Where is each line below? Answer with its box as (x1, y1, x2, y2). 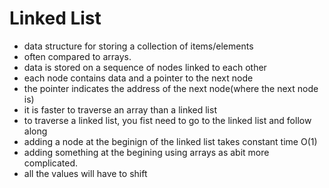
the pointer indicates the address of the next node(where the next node (23, 82, 319, 94)
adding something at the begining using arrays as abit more (23, 146, 270, 158)
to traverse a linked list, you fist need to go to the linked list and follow (23, 114, 312, 126)
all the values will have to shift (23, 167, 148, 179)
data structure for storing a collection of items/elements (23, 40, 254, 52)
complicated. (23, 157, 79, 169)
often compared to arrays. (23, 50, 132, 62)
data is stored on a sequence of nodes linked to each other (23, 61, 267, 73)
